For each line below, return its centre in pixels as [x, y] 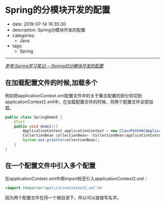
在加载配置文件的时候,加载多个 [52, 83]
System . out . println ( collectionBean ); [61, 140]
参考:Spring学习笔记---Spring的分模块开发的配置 [54, 66]
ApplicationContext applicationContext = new [70, 131]
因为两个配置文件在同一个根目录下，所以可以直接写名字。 [63, 198]
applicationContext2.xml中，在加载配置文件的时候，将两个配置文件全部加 [79, 102]
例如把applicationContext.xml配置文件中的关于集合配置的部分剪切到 [74, 95]
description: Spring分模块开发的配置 [49, 29]
